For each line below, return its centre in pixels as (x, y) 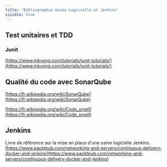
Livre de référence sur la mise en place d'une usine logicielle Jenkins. (78, 143)
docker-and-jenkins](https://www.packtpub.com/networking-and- (74, 153)
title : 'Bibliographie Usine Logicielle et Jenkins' (62, 10)
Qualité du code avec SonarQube (58, 82)
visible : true (20, 15)
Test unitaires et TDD (39, 35)
